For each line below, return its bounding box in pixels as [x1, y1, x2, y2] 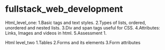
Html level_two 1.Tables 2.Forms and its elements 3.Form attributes [5, 39, 141, 45]
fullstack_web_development [5, 3, 123, 15]
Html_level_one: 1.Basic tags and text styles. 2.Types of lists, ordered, [5, 20, 146, 25]
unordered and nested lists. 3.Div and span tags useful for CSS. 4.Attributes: [5, 25, 160, 30]
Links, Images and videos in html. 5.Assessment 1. [5, 30, 107, 36]
